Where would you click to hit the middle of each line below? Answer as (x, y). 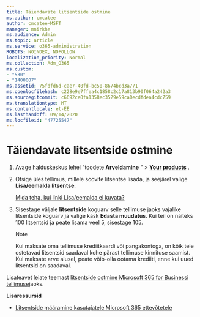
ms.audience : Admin (31, 35)
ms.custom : (20, 69)
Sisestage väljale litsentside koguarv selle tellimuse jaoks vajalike (98, 209)
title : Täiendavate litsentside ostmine (59, 12)
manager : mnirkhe (28, 29)
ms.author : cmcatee (31, 18)
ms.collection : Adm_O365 (38, 63)
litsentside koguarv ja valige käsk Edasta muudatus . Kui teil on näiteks (104, 216)
